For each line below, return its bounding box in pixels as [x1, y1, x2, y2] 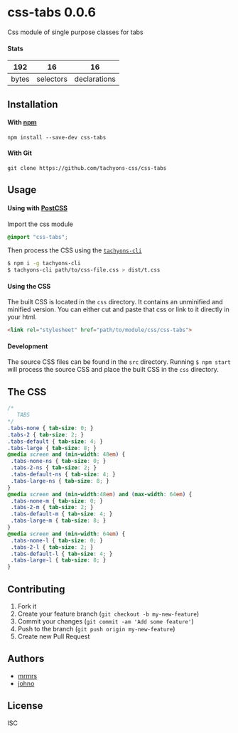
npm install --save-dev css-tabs [7, 134, 107, 141]
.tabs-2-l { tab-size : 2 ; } [10, 543, 94, 551]
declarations [74, 74, 116, 84]
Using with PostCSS [7, 203, 67, 212]
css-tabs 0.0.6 [7, 4, 96, 21]
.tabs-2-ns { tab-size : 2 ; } [10, 464, 97, 471]
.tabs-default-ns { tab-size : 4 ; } [10, 471, 116, 478]
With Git [7, 149, 32, 157]
